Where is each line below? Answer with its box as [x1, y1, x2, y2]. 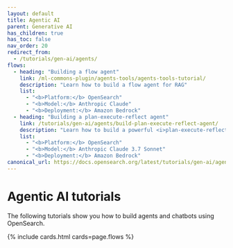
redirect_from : [7, 49, 51, 56]
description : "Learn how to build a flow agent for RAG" [19, 81, 188, 88]
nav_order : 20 [7, 42, 49, 49]
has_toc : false [7, 36, 51, 43]
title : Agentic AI [7, 17, 60, 24]
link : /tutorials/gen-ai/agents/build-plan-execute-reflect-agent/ [19, 119, 218, 127]
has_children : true [7, 29, 64, 37]
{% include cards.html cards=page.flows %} [7, 232, 134, 240]
